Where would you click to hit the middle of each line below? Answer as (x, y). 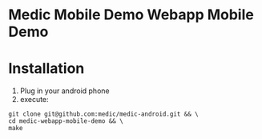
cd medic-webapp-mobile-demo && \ (66, 121)
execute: (34, 100)
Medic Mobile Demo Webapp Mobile (131, 15)
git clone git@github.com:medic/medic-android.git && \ (103, 114)
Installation (46, 69)
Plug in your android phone (64, 91)
